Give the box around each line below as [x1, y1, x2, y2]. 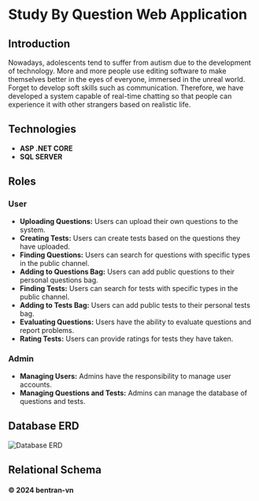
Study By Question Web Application [8, 6, 248, 24]
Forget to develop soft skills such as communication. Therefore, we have [8, 83, 244, 92]
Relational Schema [8, 463, 102, 477]
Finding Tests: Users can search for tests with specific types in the [19, 283, 239, 293]
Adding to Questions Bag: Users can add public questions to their [19, 267, 235, 276]
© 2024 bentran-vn [8, 485, 74, 495]
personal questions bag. [19, 275, 98, 285]
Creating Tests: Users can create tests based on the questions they [19, 233, 241, 242]
